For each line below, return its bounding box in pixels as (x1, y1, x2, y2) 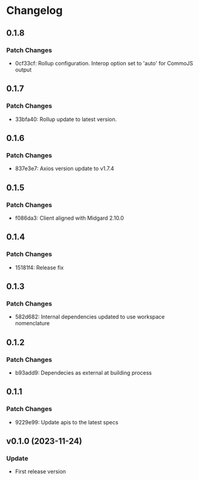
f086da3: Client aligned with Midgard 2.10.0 (15, 214, 124, 222)
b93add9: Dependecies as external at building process (15, 369, 152, 376)
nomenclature (15, 320, 50, 327)
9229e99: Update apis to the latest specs (15, 418, 119, 426)
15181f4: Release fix (15, 264, 64, 271)
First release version (15, 468, 67, 475)
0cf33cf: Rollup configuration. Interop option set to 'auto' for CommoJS (15, 59, 194, 67)
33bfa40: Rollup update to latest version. (15, 116, 117, 123)
